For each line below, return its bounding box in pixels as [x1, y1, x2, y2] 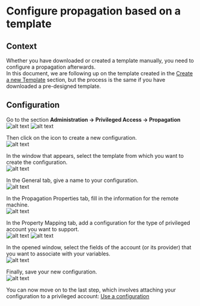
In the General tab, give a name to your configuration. [6, 176, 139, 184]
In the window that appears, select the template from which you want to [6, 152, 184, 159]
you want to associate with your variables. [6, 250, 111, 257]
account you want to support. [6, 225, 79, 233]
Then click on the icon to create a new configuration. [6, 134, 137, 141]
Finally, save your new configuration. [6, 268, 97, 275]
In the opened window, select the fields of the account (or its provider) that [6, 243, 192, 251]
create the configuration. [6, 158, 68, 166]
